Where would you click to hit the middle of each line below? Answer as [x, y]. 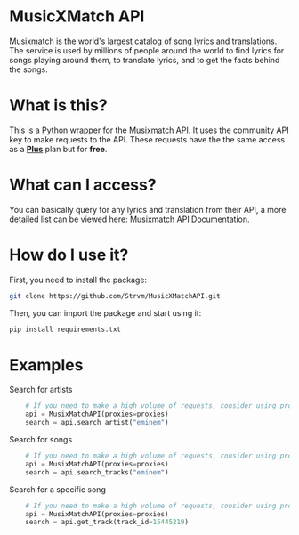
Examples [46, 365]
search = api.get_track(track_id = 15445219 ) [107, 523]
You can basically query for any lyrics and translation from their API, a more [148, 209]
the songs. [29, 69]
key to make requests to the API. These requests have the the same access [147, 139]
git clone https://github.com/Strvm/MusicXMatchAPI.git [115, 296]
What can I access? [83, 185]
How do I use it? [69, 255]
